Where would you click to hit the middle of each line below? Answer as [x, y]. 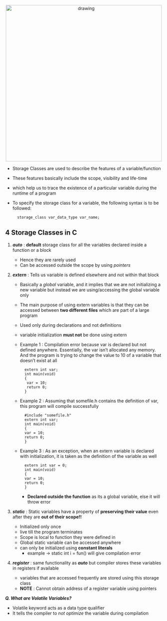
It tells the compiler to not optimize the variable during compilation [80, 613]
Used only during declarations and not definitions [71, 325]
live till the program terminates [51, 532]
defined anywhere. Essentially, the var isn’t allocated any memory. [88, 350]
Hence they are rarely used [48, 260]
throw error [39, 502]
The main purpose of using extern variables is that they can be [84, 305]
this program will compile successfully [59, 406]
